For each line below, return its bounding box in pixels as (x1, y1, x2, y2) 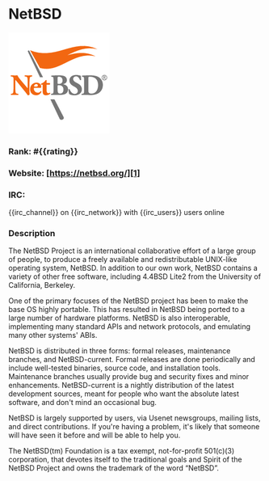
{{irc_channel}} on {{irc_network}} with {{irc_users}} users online (8, 208, 225, 217)
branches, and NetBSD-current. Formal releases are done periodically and (8, 355, 256, 365)
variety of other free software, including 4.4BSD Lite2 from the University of (8, 272, 261, 281)
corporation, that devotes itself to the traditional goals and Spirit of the (8, 454, 242, 465)
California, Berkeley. (8, 281, 75, 290)
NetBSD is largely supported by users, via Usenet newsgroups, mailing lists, (8, 413, 261, 423)
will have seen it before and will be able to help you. (8, 430, 181, 441)
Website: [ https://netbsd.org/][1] (8, 167, 141, 179)
